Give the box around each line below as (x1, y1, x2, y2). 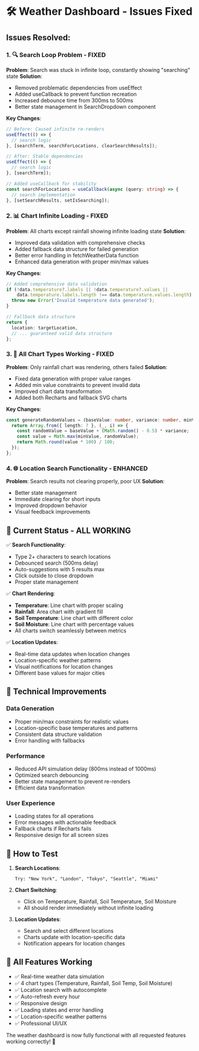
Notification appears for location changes (23, 940, 126, 947)
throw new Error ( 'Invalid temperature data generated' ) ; (11, 298, 155, 304)
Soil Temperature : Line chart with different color (14, 614, 133, 621)
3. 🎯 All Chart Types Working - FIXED (6, 350, 114, 358)
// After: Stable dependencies (6, 153, 84, 159)
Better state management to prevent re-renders (14, 778, 131, 785)
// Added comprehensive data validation (6, 281, 108, 287)
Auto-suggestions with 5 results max (14, 565, 105, 572)
